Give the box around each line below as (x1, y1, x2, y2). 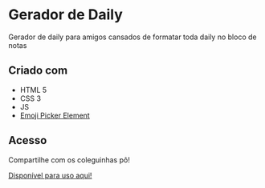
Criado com (8, 64, 68, 78)
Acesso (8, 134, 47, 147)
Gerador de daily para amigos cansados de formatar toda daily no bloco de (8, 32, 257, 42)
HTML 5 (19, 85, 47, 94)
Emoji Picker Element (19, 110, 90, 120)
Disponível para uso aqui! (8, 170, 92, 180)
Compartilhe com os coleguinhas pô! (8, 154, 130, 165)
